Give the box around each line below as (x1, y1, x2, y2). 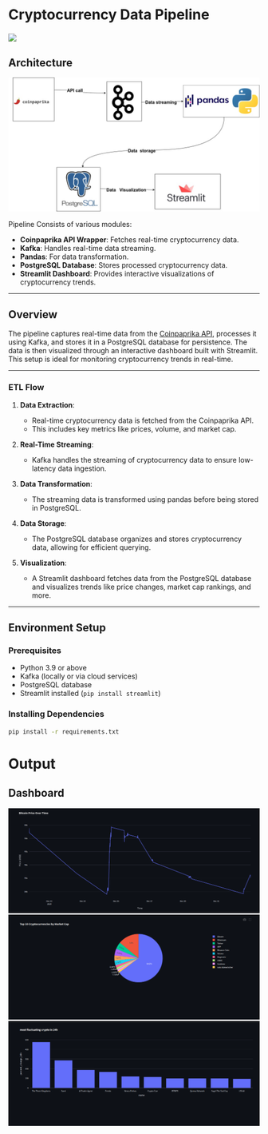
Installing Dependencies (8, 709, 105, 720)
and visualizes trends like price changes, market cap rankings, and (31, 582, 251, 591)
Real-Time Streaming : (19, 440, 94, 449)
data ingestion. (57, 464, 107, 473)
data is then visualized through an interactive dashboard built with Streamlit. (8, 346, 258, 356)
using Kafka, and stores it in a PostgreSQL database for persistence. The (8, 337, 247, 347)
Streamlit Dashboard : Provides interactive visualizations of (19, 269, 215, 278)
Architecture (8, 56, 73, 70)
